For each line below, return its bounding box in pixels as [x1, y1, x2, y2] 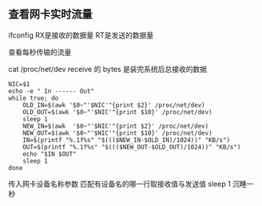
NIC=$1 [8, 80, 30, 88]
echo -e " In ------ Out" [8, 87, 94, 95]
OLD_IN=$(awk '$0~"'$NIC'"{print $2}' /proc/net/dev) [22, 101, 205, 109]
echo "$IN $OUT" [22, 150, 77, 158]
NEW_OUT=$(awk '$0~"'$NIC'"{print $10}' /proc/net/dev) [22, 129, 213, 137]
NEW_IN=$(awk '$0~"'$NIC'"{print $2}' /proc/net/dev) [22, 122, 209, 130]
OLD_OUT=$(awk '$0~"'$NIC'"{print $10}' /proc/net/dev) [22, 108, 213, 116]
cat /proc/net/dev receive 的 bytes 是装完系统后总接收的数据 [8, 64, 208, 73]
